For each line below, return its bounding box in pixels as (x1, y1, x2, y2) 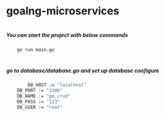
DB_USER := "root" (17, 104, 63, 110)
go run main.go (17, 47, 55, 53)
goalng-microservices (6, 4, 120, 18)
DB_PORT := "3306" (17, 88, 63, 94)
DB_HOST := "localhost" (27, 82, 87, 88)
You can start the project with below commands (6, 32, 129, 39)
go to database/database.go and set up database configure (6, 67, 160, 74)
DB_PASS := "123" (17, 99, 60, 105)
